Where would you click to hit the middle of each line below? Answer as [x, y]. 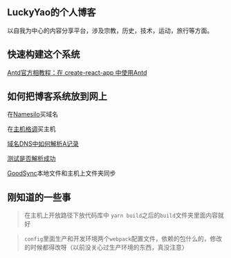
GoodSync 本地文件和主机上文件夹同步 [62, 173]
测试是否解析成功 [31, 159]
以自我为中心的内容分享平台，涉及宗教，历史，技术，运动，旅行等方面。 [110, 31]
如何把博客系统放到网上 [57, 97]
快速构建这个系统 [44, 54]
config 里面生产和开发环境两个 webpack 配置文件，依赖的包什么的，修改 [123, 239]
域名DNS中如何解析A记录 [43, 144]
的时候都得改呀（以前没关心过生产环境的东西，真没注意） [106, 248]
